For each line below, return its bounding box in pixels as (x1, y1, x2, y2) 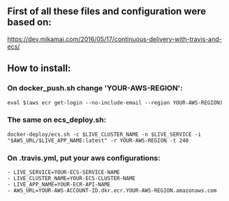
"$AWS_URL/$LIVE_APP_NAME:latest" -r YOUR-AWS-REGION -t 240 (7, 137, 189, 144)
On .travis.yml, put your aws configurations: (7, 153, 161, 163)
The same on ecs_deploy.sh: (7, 115, 107, 124)
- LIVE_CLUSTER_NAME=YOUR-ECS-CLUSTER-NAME (7, 175, 136, 182)
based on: (7, 17, 52, 29)
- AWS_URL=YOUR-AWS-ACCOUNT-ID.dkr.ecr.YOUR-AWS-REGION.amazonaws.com (7, 187, 217, 194)
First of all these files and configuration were (7, 6, 207, 17)
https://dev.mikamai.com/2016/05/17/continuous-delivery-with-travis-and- (7, 35, 222, 43)
